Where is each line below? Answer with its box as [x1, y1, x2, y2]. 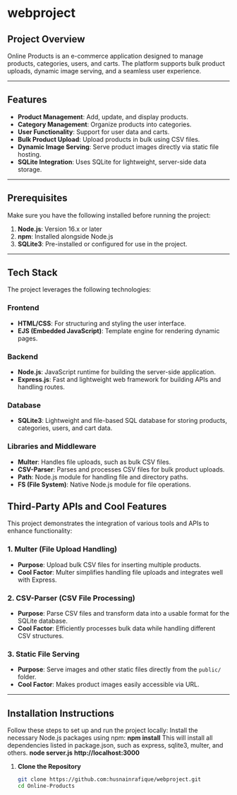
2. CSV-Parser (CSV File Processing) [7, 593, 135, 603]
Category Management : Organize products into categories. [17, 120, 192, 128]
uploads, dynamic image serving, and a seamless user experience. [7, 67, 202, 75]
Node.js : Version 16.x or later [17, 225, 102, 233]
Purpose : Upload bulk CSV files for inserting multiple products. [17, 560, 202, 569]
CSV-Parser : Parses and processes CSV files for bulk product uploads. [17, 465, 225, 474]
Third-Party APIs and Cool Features [7, 501, 167, 513]
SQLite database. [17, 616, 68, 626]
